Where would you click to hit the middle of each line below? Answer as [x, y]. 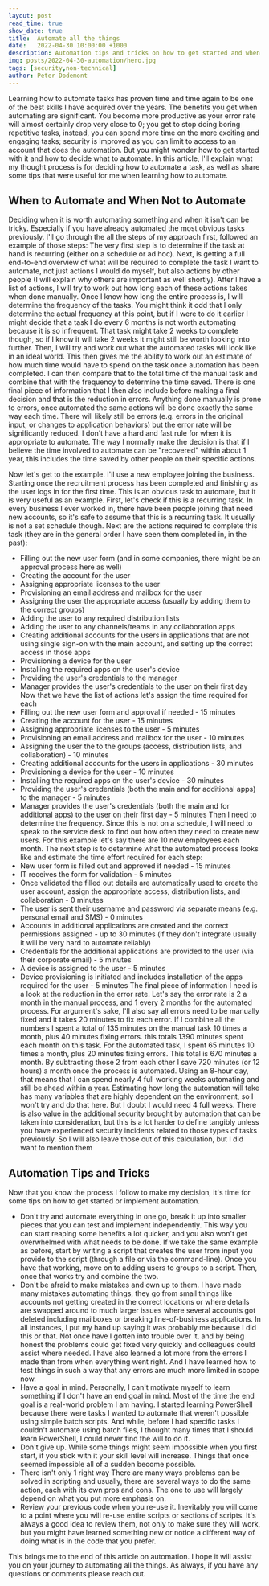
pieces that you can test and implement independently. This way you [134, 1225]
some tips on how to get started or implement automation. [104, 1201]
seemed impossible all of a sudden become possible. [108, 1465]
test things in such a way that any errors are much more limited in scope [139, 1371]
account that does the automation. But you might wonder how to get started [134, 150]
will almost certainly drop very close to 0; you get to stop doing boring [124, 124]
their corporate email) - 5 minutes [75, 960]
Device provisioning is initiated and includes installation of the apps [131, 977]
